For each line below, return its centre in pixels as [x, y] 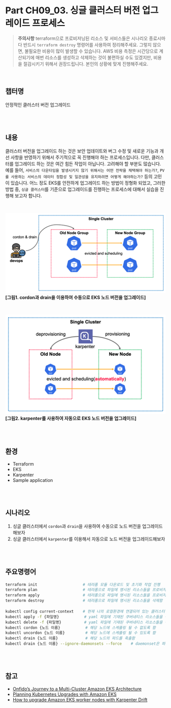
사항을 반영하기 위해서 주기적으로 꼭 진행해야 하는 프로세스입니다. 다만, [80, 157]
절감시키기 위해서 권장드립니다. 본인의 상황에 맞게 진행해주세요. [86, 64]
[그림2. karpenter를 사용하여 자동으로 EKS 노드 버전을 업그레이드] [71, 419]
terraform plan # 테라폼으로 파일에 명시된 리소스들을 [78, 590]
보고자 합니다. [28, 196]
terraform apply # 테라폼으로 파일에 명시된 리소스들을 [78, 595]
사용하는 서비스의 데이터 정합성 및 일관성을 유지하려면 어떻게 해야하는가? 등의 [82, 176]
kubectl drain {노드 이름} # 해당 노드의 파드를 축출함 [70, 639]
